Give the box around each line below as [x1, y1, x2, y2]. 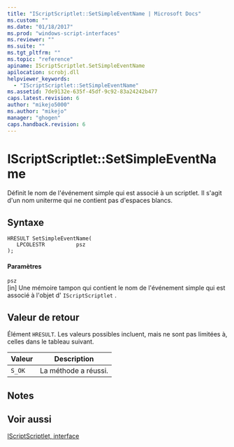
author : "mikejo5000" [7, 101, 71, 108]
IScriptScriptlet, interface [7, 432, 80, 441]
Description [54, 354, 94, 364]
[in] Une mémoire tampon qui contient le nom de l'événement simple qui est [7, 284, 226, 292]
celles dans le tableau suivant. [7, 337, 94, 346]
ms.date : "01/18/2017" [7, 23, 73, 30]
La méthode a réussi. [39, 366, 108, 376]
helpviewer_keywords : [7, 75, 71, 83]
